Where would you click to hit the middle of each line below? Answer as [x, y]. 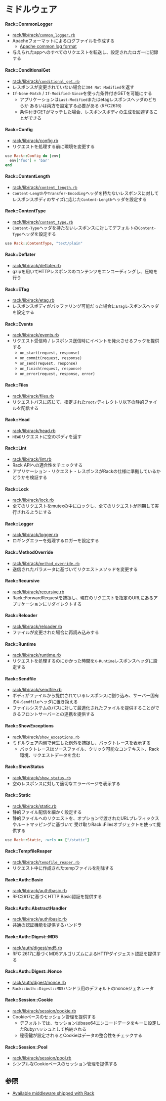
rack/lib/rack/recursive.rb [38, 592]
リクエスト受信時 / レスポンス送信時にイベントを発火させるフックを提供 [86, 341]
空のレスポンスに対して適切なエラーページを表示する [66, 783]
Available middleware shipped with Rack [53, 1093]
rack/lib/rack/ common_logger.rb [44, 35]
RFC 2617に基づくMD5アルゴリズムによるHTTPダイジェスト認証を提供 [84, 954]
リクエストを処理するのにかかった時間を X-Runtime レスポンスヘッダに [83, 661]
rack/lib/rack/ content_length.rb [45, 187]
